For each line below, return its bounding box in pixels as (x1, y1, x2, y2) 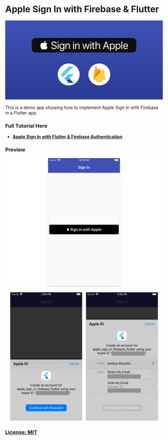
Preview (5, 146, 25, 154)
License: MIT (5, 429, 37, 436)
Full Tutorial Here (5, 122, 47, 129)
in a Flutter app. (5, 109, 37, 116)
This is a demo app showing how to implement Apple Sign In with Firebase (5, 104, 158, 110)
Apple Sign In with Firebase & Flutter (5, 4, 159, 15)
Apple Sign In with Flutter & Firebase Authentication (12, 134, 122, 140)
